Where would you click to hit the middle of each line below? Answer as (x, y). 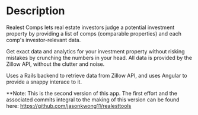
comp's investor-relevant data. (44, 40)
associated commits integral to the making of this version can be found (93, 100)
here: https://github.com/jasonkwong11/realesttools (69, 106)
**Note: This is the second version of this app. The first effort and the (92, 93)
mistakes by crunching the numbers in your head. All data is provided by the (99, 57)
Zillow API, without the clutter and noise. (55, 64)
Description (36, 11)
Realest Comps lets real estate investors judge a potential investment (90, 27)
